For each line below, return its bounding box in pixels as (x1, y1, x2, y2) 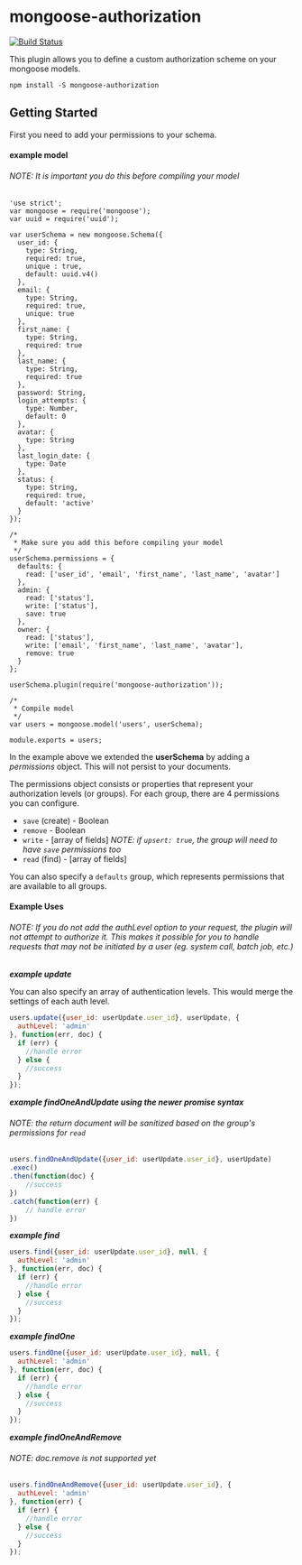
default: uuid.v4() (25, 269, 99, 279)
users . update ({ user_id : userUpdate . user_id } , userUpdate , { (9, 1014, 241, 1023)
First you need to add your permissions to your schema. (9, 129, 217, 140)
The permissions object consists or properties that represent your (9, 778, 254, 789)
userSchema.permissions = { (9, 553, 115, 563)
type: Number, (25, 403, 78, 412)
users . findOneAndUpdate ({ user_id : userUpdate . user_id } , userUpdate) (9, 1155, 272, 1164)
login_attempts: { (17, 395, 87, 405)
